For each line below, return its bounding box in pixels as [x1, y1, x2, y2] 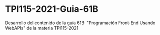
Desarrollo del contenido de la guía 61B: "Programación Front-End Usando [5, 20, 156, 26]
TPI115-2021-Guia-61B [5, 3, 98, 15]
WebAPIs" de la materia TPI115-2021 [5, 25, 79, 31]
